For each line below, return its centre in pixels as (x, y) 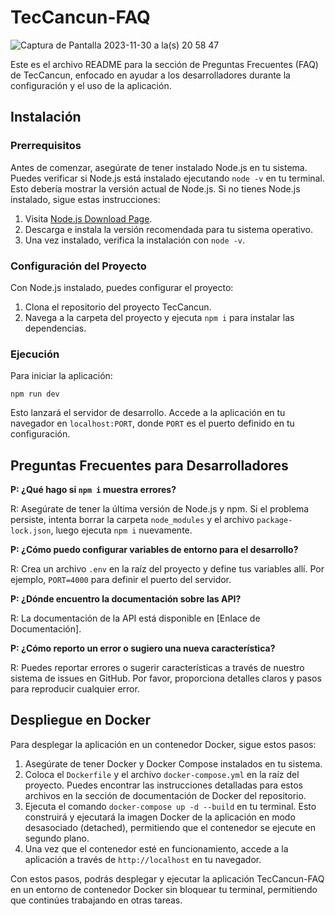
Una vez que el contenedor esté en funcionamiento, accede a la (156, 848)
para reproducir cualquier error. (75, 689)
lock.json (31, 531)
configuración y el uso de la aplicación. (91, 85)
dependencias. (55, 328)
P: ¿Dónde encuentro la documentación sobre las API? (126, 599)
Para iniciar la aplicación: (61, 376)
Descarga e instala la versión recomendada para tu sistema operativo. (168, 229)
